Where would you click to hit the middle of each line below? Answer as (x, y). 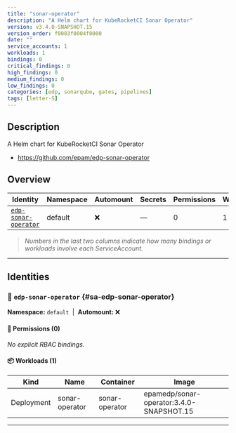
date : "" (20, 40)
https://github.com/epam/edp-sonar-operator (83, 157)
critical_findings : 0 (39, 66)
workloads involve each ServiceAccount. (84, 248)
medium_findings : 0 (36, 79)
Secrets (153, 199)
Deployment (31, 402)
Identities (28, 277)
